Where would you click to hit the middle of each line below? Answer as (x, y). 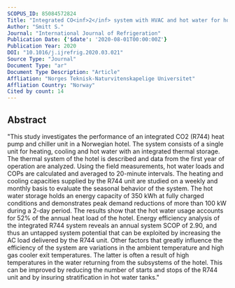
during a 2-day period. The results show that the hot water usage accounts (115, 211)
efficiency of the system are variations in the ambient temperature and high (116, 248)
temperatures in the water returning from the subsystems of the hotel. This (115, 262)
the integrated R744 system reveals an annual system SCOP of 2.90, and (112, 225)
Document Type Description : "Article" (64, 72)
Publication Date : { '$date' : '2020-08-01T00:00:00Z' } (87, 40)
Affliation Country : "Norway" (51, 85)
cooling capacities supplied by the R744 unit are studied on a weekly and (113, 181)
